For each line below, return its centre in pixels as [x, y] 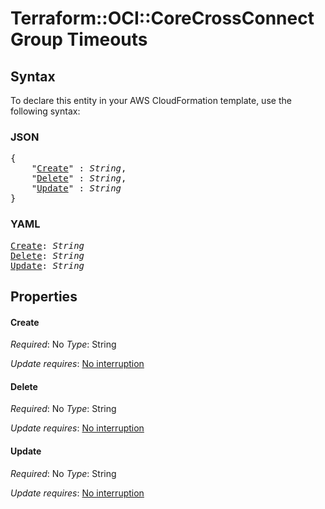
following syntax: [45, 111]
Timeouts [107, 39]
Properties [44, 296]
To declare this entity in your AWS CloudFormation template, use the [151, 100]
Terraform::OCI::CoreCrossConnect [162, 18]
